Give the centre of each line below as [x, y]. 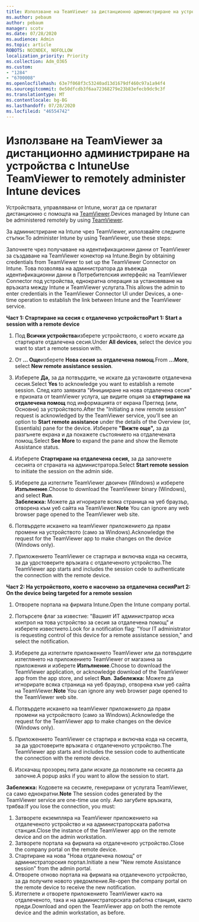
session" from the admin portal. [53, 868]
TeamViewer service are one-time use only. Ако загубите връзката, [89, 800]
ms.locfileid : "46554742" [38, 111]
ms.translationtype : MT [36, 95]
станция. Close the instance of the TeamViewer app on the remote [95, 830]
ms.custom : [20, 67]
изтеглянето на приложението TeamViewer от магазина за [88, 659]
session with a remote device [43, 324]
